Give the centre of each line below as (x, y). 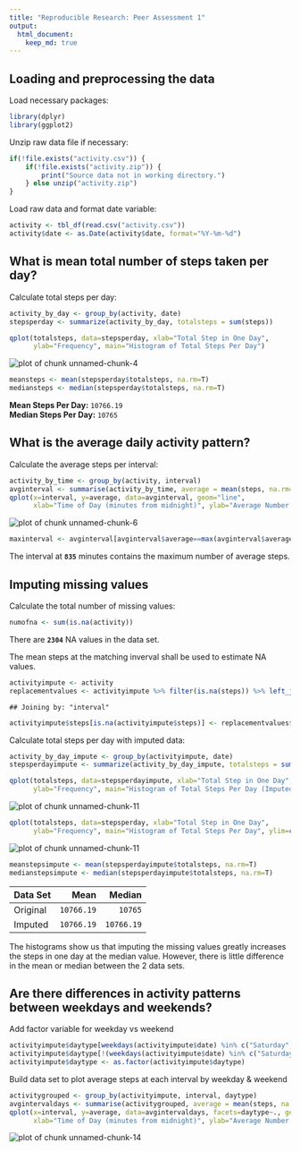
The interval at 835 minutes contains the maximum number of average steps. (150, 557)
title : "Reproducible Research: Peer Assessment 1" (107, 17)
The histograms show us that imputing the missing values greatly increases (148, 946)
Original (30, 909)
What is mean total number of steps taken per (139, 262)
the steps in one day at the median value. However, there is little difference (146, 956)
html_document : (46, 34)
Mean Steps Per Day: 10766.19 (66, 405)
